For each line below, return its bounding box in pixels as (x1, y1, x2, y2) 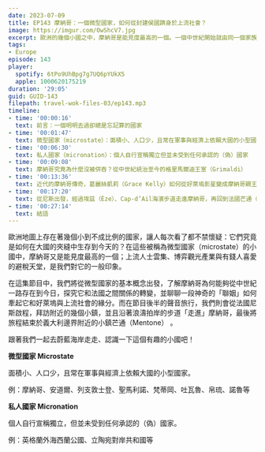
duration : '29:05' (8, 84, 69, 93)
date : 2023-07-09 (8, 11, 65, 20)
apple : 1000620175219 (15, 77, 87, 85)
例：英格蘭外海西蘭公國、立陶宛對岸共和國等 (8, 435, 154, 445)
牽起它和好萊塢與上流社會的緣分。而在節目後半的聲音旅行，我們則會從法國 (8, 298, 250, 308)
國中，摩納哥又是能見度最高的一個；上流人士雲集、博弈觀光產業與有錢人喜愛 (8, 252, 257, 261)
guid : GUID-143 (8, 92, 58, 100)
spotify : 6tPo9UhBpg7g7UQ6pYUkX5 (15, 70, 125, 78)
